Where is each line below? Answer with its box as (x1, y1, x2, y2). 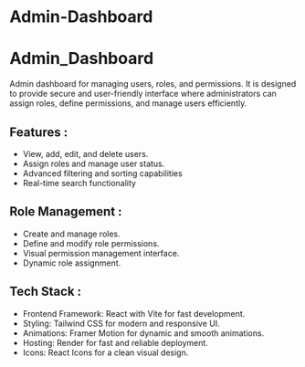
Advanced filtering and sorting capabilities (22, 167, 183, 179)
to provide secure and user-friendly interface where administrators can (9, 89, 277, 100)
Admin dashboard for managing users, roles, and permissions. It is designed (9, 79, 297, 89)
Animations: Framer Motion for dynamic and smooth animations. (22, 327, 265, 339)
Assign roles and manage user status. (22, 158, 165, 169)
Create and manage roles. (22, 228, 121, 239)
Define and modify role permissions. (22, 237, 160, 248)
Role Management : (9, 204, 122, 220)
